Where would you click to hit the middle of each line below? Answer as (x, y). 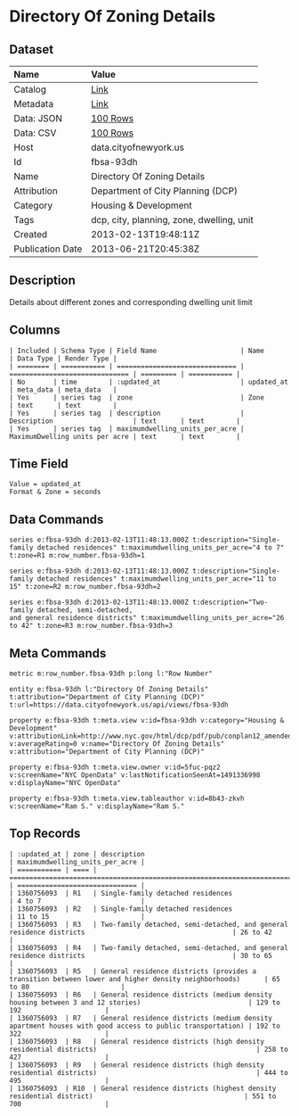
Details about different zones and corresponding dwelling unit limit (131, 302)
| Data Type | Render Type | (63, 359)
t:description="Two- (230, 603)
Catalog (30, 89)
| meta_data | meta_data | (63, 390)
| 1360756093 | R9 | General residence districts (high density (137, 1065)
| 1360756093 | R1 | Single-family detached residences (121, 893)
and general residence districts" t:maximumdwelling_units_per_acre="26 (147, 618)
